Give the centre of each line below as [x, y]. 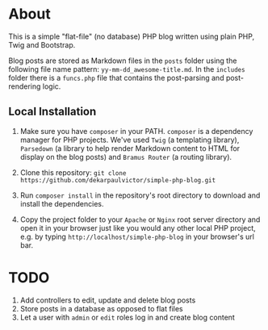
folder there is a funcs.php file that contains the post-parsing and [116, 77]
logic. [52, 86]
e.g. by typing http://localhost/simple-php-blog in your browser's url [137, 236]
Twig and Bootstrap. [42, 44]
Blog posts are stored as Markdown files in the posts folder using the [123, 61]
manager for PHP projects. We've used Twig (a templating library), [130, 140]
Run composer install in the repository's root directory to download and [140, 195]
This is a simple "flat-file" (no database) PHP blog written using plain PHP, [132, 36]
